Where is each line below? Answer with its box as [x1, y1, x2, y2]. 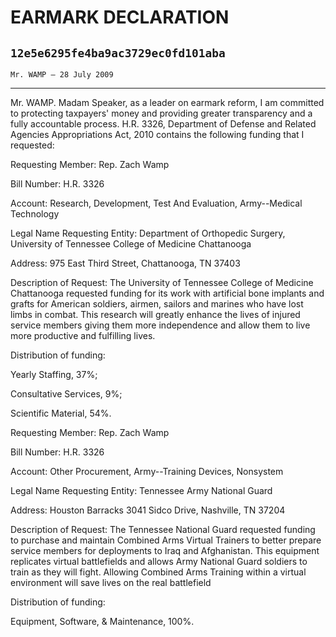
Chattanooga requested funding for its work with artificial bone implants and [10, 287, 325, 299]
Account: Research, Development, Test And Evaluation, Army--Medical [10, 197, 303, 209]
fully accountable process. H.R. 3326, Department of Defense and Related [10, 118, 317, 130]
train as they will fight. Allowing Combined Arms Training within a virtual [10, 566, 307, 578]
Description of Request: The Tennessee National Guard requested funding [10, 524, 316, 535]
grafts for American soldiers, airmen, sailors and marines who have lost [10, 298, 304, 310]
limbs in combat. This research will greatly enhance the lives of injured [10, 309, 301, 320]
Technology [10, 208, 60, 220]
